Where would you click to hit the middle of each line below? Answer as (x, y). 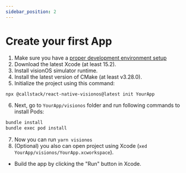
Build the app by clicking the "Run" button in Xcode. (78, 164)
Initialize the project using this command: (64, 83)
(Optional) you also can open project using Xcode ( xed (81, 146)
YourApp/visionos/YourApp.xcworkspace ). (64, 152)
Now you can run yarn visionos (53, 140)
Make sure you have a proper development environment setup (90, 58)
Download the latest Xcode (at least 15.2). (65, 64)
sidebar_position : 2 (31, 12)
